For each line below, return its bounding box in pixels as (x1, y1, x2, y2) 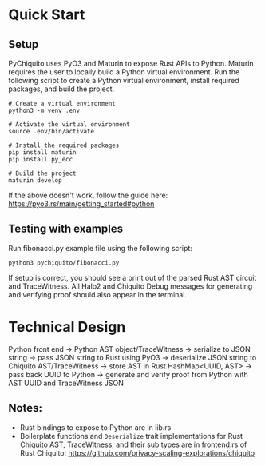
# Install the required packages (8, 141, 120, 149)
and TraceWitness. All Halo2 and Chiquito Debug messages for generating (8, 281, 253, 291)
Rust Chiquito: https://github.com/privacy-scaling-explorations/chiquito (19, 448, 255, 457)
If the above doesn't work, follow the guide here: (8, 190, 168, 200)
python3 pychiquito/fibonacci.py (8, 258, 120, 267)
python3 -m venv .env (8, 106, 81, 114)
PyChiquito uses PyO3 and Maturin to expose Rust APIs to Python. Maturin (8, 58, 254, 68)
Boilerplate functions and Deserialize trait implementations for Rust (19, 431, 243, 440)
